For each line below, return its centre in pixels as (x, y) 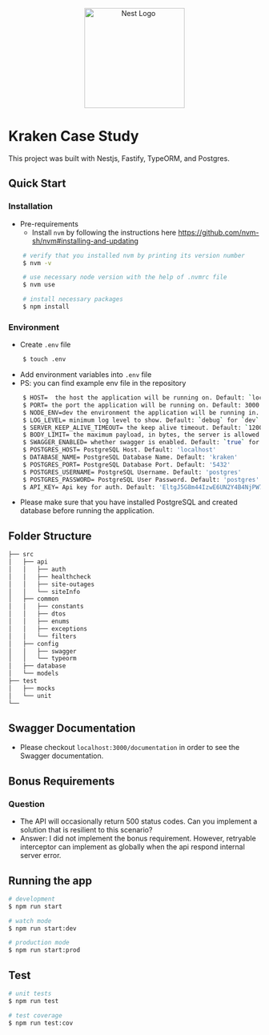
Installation (31, 207)
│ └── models (34, 674)
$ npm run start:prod (44, 950)
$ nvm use (39, 285)
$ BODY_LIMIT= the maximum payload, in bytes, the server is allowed (141, 435)
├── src (21, 555)
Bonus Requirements (62, 781)
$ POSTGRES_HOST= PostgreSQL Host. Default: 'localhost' (120, 450)
